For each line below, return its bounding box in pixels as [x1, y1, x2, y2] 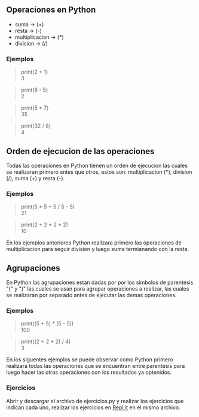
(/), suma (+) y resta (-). [6, 174, 65, 182]
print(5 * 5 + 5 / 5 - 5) [20, 203, 75, 210]
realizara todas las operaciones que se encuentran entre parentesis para [6, 362, 185, 370]
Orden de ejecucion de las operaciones [6, 146, 155, 156]
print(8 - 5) [20, 86, 48, 93]
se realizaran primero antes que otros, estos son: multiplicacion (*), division [6, 168, 192, 176]
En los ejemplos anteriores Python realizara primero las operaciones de [6, 239, 182, 246]
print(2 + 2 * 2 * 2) [20, 221, 69, 228]
